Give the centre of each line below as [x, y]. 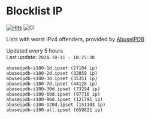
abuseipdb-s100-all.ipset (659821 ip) [55, 110]
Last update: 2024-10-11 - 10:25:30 [50, 57]
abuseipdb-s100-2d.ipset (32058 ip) [52, 73]
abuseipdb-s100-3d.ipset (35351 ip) [52, 78]
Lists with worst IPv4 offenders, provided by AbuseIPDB [75, 39]
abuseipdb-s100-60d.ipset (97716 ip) [53, 94]
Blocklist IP [34, 11]
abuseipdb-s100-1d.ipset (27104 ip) [52, 68]
